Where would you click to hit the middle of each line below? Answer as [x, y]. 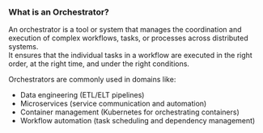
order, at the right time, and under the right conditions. [99, 64]
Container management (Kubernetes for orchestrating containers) [130, 112]
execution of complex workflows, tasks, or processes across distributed [128, 38]
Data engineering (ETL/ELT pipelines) [82, 95]
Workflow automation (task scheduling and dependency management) [138, 121]
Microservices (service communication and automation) [113, 104]
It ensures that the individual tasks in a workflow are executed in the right [130, 56]
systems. [23, 47]
